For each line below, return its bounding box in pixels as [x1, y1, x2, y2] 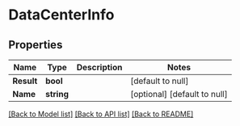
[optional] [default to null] [130, 89, 228, 99]
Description [76, 62, 123, 73]
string [45, 89, 69, 99]
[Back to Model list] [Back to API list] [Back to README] [8, 109, 194, 119]
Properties [8, 38, 63, 52]
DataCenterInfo [8, 6, 115, 24]
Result [12, 75, 38, 86]
